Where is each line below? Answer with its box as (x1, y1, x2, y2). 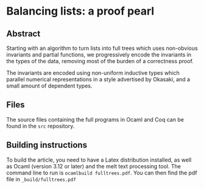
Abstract (6, 29, 41, 39)
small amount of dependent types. (6, 82, 93, 89)
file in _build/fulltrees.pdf (6, 175, 76, 183)
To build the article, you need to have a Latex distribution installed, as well (6, 156, 192, 163)
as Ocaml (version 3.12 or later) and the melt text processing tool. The (6, 162, 181, 170)
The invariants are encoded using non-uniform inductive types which (6, 69, 180, 77)
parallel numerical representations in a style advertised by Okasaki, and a (6, 76, 191, 83)
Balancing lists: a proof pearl (6, 4, 155, 18)
